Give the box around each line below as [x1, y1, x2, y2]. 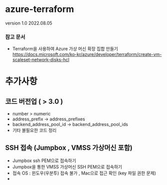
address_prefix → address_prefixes [12, 116, 85, 122]
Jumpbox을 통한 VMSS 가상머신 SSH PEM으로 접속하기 [12, 164, 122, 170]
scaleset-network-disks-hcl [12, 56, 70, 63]
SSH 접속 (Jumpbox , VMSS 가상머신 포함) [5, 143, 133, 152]
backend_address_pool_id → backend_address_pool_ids [12, 121, 128, 127]
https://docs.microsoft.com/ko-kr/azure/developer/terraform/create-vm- [12, 51, 162, 57]
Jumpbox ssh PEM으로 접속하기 [12, 157, 76, 163]
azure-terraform [5, 3, 74, 15]
